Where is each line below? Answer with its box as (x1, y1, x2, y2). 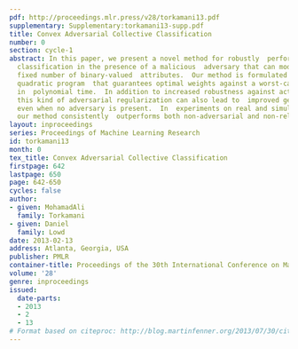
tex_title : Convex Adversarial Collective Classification (9, 153, 228, 163)
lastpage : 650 (9, 170, 62, 178)
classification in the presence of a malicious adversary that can (17, 63, 276, 72)
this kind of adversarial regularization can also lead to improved (17, 95, 279, 105)
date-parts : (17, 294, 62, 303)
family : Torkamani (17, 210, 86, 220)
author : (9, 194, 38, 204)
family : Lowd (17, 227, 66, 236)
